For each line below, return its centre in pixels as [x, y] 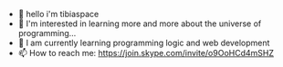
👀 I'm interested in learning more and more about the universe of [140, 24]
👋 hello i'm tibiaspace [58, 14]
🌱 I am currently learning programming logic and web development [144, 43]
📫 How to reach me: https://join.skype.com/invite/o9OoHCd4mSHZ [146, 53]
